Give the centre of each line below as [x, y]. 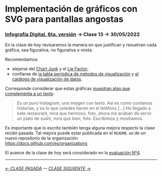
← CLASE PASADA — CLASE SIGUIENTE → [48, 169]
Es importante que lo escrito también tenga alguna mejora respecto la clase [80, 128]
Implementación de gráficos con [71, 9]
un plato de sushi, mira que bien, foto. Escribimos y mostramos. [80, 119]
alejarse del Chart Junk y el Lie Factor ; [50, 69]
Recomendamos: [22, 60]
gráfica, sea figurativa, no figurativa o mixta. [49, 50]
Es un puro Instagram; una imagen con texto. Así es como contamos [85, 103]
